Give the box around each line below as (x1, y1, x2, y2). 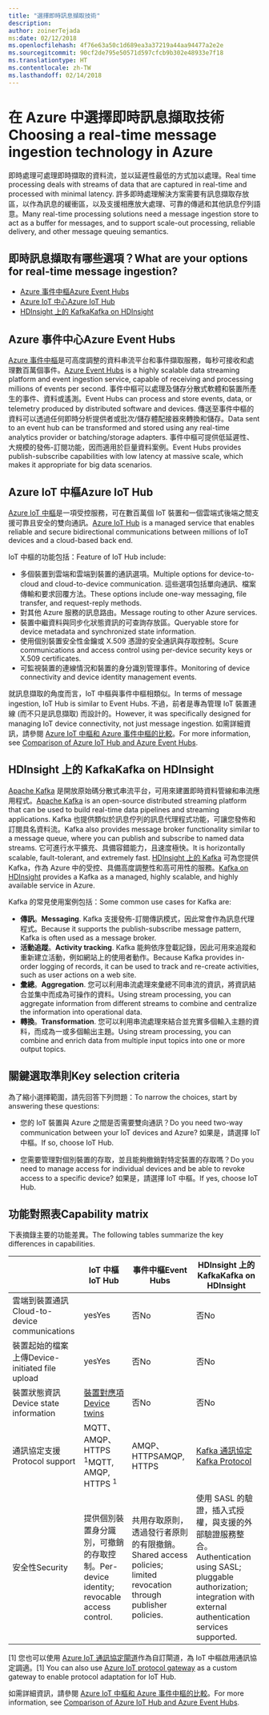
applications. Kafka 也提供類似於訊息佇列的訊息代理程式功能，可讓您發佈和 (8, 814, 256, 823)
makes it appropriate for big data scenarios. (8, 460, 153, 469)
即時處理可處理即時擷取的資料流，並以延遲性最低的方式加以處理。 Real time (8, 170, 256, 180)
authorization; (195, 1581, 248, 1592)
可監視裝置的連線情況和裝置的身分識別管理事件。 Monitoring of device (19, 663, 251, 673)
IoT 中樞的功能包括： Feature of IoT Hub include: (8, 552, 167, 562)
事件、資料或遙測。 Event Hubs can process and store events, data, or (22, 394, 252, 404)
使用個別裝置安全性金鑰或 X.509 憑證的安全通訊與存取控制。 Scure (19, 636, 239, 646)
